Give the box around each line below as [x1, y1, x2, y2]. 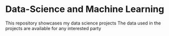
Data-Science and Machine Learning [5, 3, 164, 15]
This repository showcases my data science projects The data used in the [5, 20, 161, 26]
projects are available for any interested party [5, 25, 101, 31]
